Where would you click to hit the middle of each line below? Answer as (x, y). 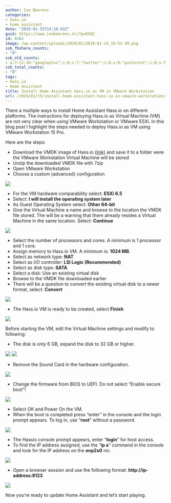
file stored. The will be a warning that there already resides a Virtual (84, 216)
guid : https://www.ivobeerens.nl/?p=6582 (50, 34)
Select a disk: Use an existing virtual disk (56, 273)
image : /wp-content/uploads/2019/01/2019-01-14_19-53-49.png (72, 44)
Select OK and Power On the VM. (48, 409)
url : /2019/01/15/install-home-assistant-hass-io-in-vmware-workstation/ (86, 96)
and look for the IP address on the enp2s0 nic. (62, 451)
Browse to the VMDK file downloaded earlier (59, 279)
